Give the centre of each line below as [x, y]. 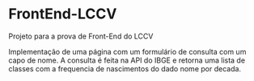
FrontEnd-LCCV [63, 14]
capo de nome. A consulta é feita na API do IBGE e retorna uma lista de [127, 60]
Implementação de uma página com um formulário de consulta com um [127, 51]
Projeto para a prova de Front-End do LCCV [81, 36]
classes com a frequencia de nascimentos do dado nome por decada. [125, 68]
